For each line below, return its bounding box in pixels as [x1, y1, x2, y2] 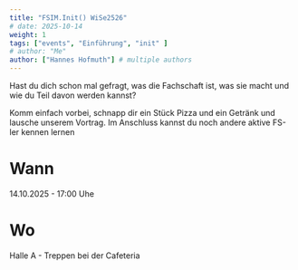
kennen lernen [21, 127, 75, 137]
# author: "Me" [9, 47, 67, 56]
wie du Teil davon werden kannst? [9, 90, 137, 101]
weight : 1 [9, 30, 47, 39]
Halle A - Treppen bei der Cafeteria [9, 250, 140, 261]
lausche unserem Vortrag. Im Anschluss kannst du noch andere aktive [9, 117, 271, 128]
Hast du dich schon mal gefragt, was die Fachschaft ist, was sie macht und [9, 81, 290, 91]
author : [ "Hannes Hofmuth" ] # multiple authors [9, 55, 193, 64]
